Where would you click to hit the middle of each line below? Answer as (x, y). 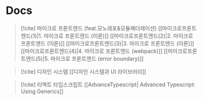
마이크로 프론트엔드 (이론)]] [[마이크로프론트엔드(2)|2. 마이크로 (118, 36)
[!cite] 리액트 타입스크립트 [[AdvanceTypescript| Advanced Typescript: (108, 84)
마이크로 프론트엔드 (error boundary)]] (97, 58)
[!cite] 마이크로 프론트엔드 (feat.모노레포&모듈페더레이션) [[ (91, 28)
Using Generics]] (42, 91)
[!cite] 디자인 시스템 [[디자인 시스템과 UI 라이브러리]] (84, 71)
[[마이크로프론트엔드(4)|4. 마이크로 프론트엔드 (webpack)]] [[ (94, 51)
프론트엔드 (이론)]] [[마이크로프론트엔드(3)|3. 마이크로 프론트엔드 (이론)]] (107, 43)
